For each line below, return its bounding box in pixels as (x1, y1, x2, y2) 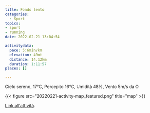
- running (5, 30, 25, 35)
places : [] (5, 66, 27, 71)
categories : (5, 12, 29, 17)
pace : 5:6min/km (9, 47, 42, 53)
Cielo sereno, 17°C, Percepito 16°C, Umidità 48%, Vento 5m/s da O (5, 84, 139, 90)
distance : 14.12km (9, 57, 47, 62)
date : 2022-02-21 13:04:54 (5, 35, 60, 40)
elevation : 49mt (9, 52, 42, 57)
